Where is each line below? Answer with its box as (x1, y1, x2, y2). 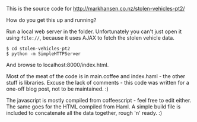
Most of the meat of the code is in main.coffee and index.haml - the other (6, 73, 186, 79)
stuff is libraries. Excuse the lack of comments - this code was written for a (6, 79, 190, 86)
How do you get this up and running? (6, 17, 97, 23)
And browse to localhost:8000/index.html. (6, 62, 109, 68)
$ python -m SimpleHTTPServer (6, 51, 81, 57)
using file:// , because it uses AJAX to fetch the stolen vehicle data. (6, 34, 175, 41)
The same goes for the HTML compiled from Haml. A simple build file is (6, 103, 181, 110)
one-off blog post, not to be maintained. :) (6, 85, 109, 92)
